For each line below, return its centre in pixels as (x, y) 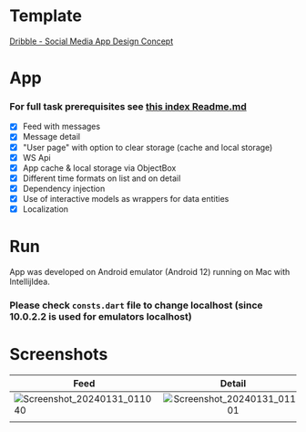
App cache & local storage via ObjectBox (99, 168)
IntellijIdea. (30, 281)
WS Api (37, 157)
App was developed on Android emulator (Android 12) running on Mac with (150, 271)
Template (46, 16)
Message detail (51, 137)
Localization (46, 209)
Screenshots (59, 355)
